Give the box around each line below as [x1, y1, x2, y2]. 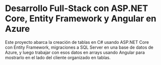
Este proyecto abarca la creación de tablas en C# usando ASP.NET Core [5, 39, 149, 45]
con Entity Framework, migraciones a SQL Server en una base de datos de [5, 44, 154, 50]
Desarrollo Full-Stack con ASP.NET [5, 3, 148, 14]
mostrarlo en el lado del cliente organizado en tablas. [5, 54, 111, 60]
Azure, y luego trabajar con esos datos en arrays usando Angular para [5, 49, 145, 55]
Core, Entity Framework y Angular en [5, 13, 157, 24]
